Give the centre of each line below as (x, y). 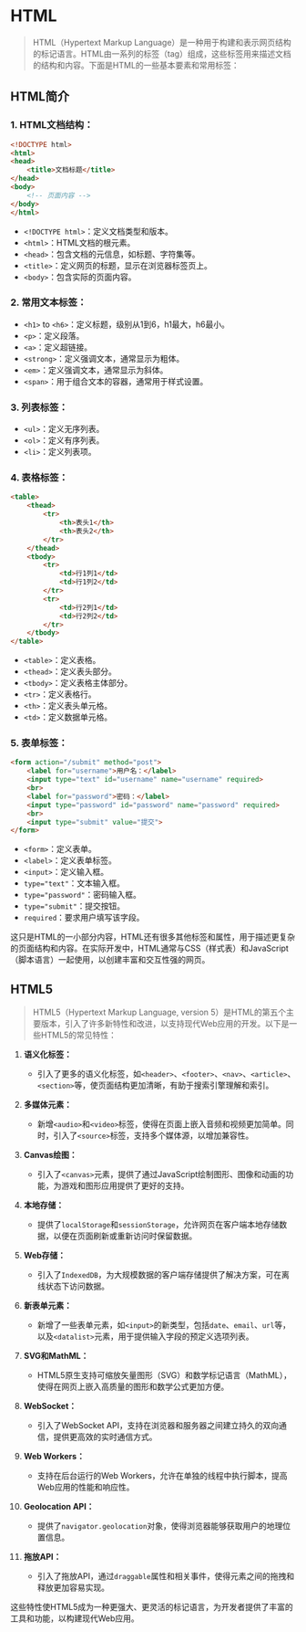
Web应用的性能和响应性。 (86, 1487)
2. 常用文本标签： (49, 302)
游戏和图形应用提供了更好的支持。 (125, 1186)
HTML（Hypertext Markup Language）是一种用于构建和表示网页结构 (162, 42)
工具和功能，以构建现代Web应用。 (75, 1618)
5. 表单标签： (39, 743)
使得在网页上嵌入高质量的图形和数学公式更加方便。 (133, 1387)
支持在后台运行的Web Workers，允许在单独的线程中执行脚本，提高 (162, 1476)
